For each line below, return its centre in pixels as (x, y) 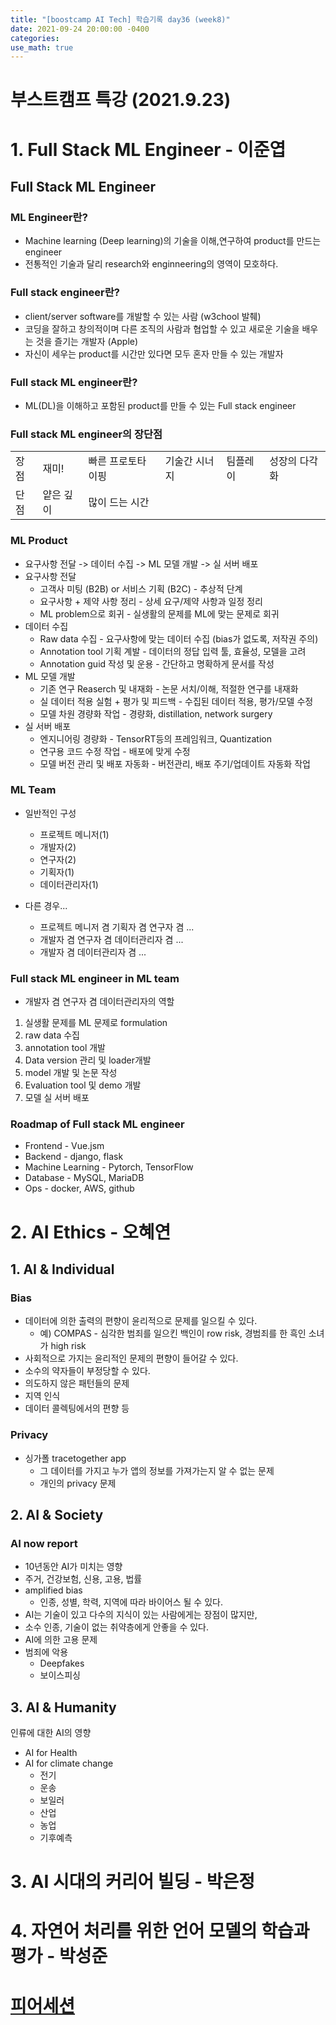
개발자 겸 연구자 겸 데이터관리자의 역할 (99, 1002)
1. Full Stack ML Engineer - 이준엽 (148, 149)
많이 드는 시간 (119, 503)
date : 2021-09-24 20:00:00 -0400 (80, 29)
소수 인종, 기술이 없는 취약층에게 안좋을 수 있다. (117, 1627)
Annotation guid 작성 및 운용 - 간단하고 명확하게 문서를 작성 (157, 663)
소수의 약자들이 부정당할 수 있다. (87, 1371)
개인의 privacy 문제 (78, 1483)
